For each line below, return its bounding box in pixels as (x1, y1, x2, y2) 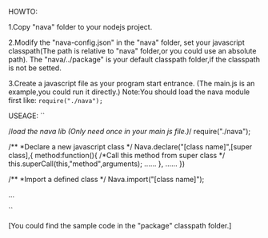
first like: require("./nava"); (8, 96, 103, 105)
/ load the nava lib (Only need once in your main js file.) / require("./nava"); (8, 127, 250, 136)
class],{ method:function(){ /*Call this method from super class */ (8, 151, 226, 160)
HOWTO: (8, 7, 38, 16)
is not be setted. (8, 63, 62, 73)
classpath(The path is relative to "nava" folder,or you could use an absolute (8, 46, 257, 55)
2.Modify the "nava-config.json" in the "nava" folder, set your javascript (8, 38, 246, 47)
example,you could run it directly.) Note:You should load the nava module (8, 87, 250, 97)
